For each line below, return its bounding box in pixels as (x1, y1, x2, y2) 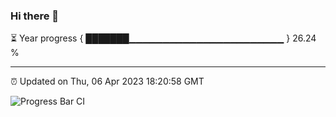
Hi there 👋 (10, 9, 60, 23)
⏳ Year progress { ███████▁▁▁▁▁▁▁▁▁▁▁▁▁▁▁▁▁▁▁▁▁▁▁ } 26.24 (10, 32, 317, 44)
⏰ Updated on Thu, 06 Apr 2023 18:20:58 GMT (10, 75, 205, 88)
